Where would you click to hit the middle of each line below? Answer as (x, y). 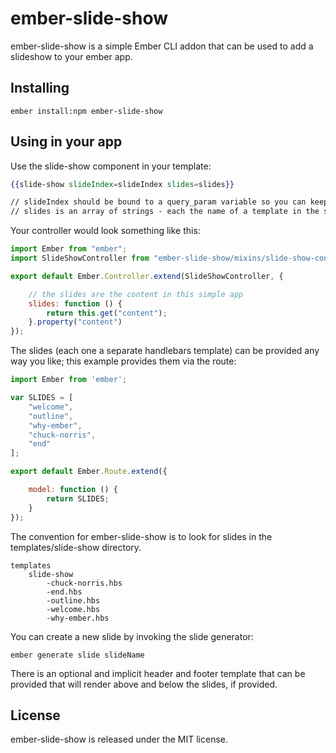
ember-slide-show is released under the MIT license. (119, 739)
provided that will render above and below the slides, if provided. (144, 684)
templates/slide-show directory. (76, 547)
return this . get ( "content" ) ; (107, 313)
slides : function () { (75, 303)
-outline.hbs (73, 600)
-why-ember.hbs (78, 618)
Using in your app (66, 142)
